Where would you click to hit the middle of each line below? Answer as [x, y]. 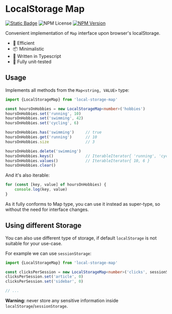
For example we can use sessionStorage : [48, 253]
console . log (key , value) [41, 190]
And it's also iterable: [28, 175]
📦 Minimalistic [28, 49]
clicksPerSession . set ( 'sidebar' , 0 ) [44, 282]
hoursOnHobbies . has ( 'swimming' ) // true [53, 132]
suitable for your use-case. [34, 243]
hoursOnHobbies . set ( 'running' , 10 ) [43, 113]
